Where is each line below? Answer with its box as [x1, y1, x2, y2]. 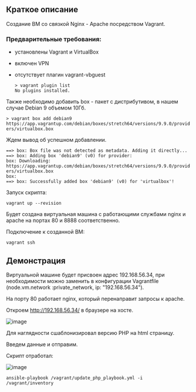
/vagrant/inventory [6, 380, 54, 386]
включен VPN [14, 60, 49, 67]
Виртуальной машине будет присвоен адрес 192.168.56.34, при [6, 271, 165, 278]
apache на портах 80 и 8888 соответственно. [6, 217, 120, 224]
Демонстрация [6, 255, 66, 265]
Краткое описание [6, 5, 78, 15]
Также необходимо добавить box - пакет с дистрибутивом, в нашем [6, 98, 178, 105]
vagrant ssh [6, 240, 35, 246]
